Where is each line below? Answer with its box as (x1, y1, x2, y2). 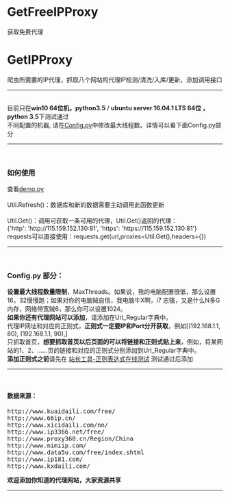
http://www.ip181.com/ (7, 455, 84, 463)
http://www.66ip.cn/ (7, 414, 77, 422)
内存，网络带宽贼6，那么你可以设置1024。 (7, 305, 127, 313)
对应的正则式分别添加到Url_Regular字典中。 (77, 347, 201, 355)
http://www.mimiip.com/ (7, 441, 87, 449)
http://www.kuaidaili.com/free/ (7, 407, 116, 415)
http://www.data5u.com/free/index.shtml (7, 448, 145, 456)
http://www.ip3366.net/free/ (7, 427, 105, 436)
